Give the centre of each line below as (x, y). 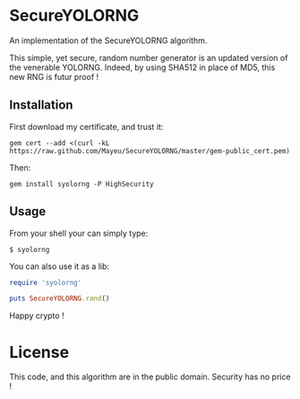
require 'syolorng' (46, 282)
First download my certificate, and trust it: (86, 126)
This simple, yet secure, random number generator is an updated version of (149, 57)
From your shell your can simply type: (79, 233)
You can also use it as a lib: (60, 266)
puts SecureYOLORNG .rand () (60, 299)
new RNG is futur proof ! (54, 76)
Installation (41, 105)
